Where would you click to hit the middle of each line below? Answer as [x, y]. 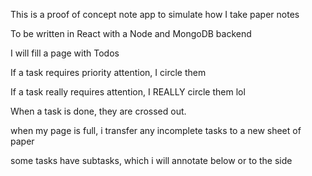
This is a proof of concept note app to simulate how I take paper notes [155, 14]
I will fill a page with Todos [65, 53]
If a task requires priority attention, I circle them [108, 72]
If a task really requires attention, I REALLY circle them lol [128, 92]
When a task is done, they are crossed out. [98, 111]
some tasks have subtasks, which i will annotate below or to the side [151, 160]
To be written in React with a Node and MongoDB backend [131, 33]
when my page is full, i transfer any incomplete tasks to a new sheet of [156, 130]
